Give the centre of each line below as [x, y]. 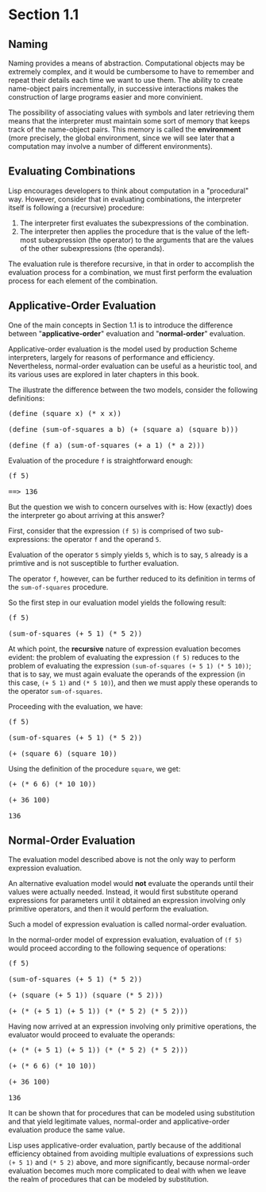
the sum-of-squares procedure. [58, 586]
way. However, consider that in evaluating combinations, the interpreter [125, 199]
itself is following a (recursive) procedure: [76, 207]
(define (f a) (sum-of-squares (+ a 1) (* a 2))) [107, 445]
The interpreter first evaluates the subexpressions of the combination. [134, 223]
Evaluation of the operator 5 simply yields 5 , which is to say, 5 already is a [128, 555]
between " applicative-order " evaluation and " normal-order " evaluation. [127, 333]
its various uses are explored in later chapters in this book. [104, 374]
